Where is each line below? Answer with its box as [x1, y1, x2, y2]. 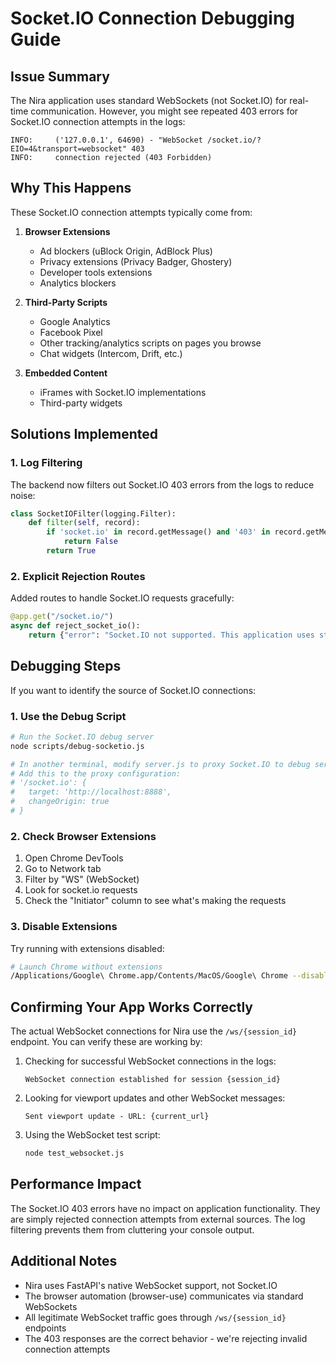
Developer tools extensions [39, 266, 153, 278]
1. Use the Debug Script [10, 709, 127, 723]
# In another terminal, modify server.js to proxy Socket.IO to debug [10, 759, 311, 769]
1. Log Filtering [10, 456, 83, 470]
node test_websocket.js [24, 1148, 125, 1159]
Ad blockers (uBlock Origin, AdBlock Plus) [39, 245, 213, 257]
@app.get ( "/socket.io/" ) [10, 612, 114, 622]
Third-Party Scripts [24, 296, 108, 308]
